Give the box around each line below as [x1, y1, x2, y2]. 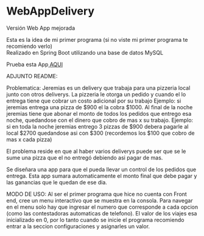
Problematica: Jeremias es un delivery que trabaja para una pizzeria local [6, 84, 191, 92]
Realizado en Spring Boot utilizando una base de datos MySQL [6, 49, 163, 56]
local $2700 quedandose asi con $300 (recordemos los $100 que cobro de [6, 129, 195, 137]
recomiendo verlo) [6, 42, 53, 50]
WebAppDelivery [6, 4, 94, 18]
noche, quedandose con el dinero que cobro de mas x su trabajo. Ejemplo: [6, 116, 194, 124]
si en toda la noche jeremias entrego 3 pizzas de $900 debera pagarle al [6, 123, 189, 130]
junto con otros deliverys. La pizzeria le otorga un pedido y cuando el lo [6, 90, 186, 98]
